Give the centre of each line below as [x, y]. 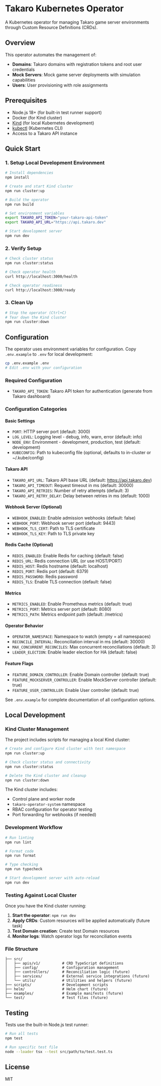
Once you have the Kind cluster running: [46, 906]
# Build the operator [27, 200]
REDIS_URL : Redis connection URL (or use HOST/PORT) [67, 561]
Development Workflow [34, 828]
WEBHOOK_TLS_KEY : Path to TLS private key [53, 533]
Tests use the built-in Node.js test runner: [47, 1025]
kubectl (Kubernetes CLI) [37, 128]
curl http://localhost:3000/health [41, 276]
